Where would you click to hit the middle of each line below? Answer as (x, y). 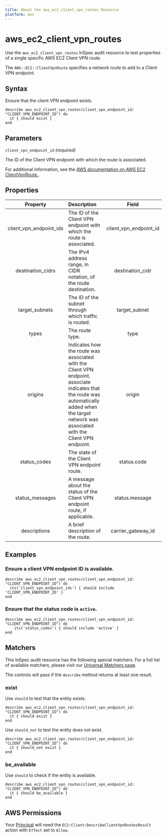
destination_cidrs (36, 270)
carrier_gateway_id (133, 531)
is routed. (79, 322)
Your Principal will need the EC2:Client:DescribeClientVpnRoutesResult (78, 825)
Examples (21, 555)
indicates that (84, 388)
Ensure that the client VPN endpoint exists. (49, 101)
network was (83, 419)
